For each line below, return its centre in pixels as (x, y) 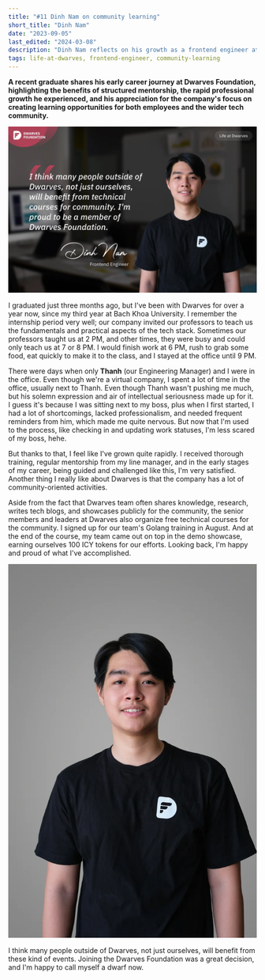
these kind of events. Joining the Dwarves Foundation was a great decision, (131, 959)
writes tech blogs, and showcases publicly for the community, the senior (126, 511)
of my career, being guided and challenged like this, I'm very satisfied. (122, 470)
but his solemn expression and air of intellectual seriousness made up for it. (131, 396)
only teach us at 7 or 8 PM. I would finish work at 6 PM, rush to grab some (129, 347)
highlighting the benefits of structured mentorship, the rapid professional (131, 90)
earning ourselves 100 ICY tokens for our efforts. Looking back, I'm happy (128, 544)
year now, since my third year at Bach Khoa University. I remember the (123, 313)
